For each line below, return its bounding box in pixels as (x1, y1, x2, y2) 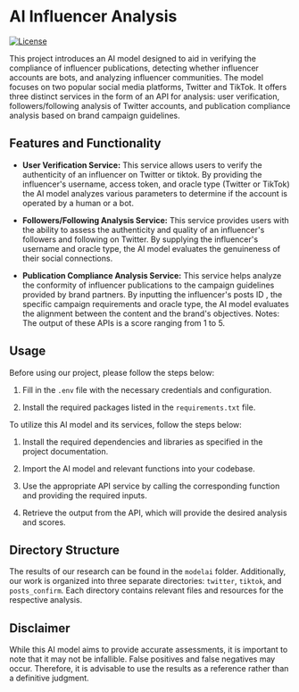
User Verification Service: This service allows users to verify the (21, 159, 262, 171)
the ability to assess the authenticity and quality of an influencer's (21, 224, 265, 235)
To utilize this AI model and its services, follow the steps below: (9, 419, 243, 429)
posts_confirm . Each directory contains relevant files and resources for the (9, 585, 284, 596)
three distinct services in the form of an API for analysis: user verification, (9, 91, 280, 102)
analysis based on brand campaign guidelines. (9, 110, 180, 121)
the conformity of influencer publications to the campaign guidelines (21, 279, 275, 290)
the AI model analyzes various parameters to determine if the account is (21, 188, 288, 198)
